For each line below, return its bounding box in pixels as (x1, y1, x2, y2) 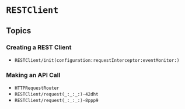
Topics (6, 26, 32, 36)
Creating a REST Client (6, 43, 72, 51)
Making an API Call (6, 71, 61, 79)
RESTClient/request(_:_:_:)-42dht (14, 92, 99, 97)
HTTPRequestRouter (14, 85, 60, 92)
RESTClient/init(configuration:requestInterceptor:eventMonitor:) (14, 57, 180, 63)
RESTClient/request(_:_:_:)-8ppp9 (14, 98, 99, 104)
